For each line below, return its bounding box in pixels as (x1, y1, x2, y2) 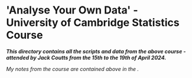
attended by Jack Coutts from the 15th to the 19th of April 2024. (6, 54, 167, 61)
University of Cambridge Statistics (6, 16, 180, 29)
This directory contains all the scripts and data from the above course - (6, 48, 186, 55)
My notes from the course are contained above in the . (6, 65, 139, 72)
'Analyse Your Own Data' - (6, 4, 138, 17)
